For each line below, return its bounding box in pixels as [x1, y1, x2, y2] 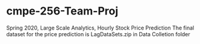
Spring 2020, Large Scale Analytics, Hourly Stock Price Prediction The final [6, 24, 195, 31]
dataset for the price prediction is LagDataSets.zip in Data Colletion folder [6, 30, 191, 37]
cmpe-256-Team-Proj [6, 4, 119, 18]
